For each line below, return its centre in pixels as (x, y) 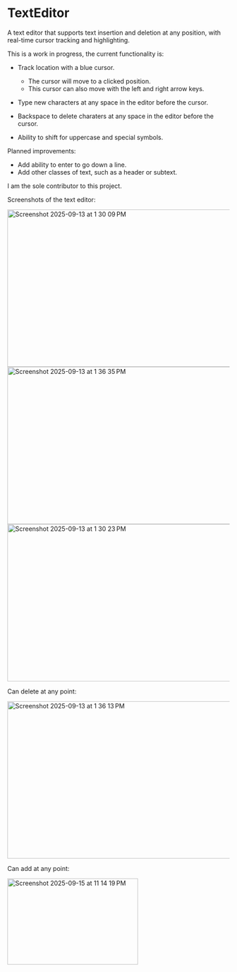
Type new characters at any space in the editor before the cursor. (113, 102)
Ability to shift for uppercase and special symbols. (90, 137)
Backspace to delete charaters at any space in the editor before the (115, 116)
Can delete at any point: (42, 691)
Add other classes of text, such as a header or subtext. (97, 172)
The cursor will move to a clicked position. (90, 81)
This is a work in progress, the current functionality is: (86, 54)
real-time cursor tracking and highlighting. (69, 40)
